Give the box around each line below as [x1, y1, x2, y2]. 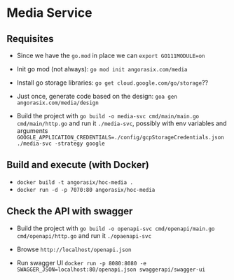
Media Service [6, 5, 92, 21]
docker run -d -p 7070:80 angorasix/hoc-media [16, 186, 156, 193]
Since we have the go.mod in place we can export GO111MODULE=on [16, 51, 205, 59]
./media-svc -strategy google [16, 140, 106, 147]
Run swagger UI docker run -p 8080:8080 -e [16, 258, 146, 267]
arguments [16, 127, 48, 134]
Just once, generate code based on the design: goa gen [16, 92, 178, 100]
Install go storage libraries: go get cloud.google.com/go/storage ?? [16, 78, 208, 87]
